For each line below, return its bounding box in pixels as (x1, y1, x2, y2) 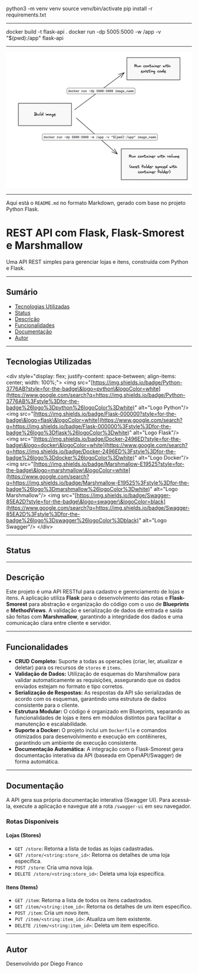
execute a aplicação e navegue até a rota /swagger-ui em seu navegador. (13, 802, 192, 810)
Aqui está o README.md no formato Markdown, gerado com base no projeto (6, 199, 186, 207)
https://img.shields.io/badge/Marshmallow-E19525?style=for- (35, 460, 184, 467)
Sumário (6, 287, 38, 297)
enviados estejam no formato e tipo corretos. (14, 683, 124, 690)
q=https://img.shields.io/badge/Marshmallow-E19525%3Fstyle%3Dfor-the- (6, 479, 190, 486)
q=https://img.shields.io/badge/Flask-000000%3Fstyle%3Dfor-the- (6, 422, 172, 430)
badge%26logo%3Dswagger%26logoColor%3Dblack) (6, 516, 139, 524)
